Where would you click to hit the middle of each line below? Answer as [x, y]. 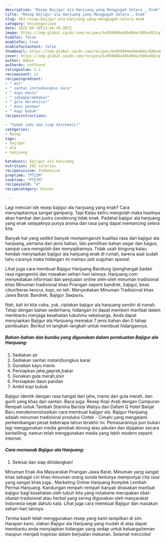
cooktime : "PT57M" [24, 180]
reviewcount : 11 [22, 74]
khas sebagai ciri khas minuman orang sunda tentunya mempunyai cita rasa [82, 477]
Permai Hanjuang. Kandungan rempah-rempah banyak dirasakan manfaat [80, 487]
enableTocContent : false [31, 47]
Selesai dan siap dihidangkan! [42, 462]
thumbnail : [16, 51]
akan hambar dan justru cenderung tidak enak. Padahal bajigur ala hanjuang [83, 218]
